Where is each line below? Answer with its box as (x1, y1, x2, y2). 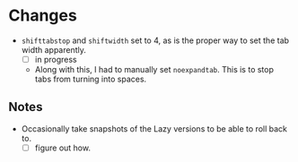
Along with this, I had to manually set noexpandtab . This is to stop (34, 64, 275, 74)
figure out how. (34, 142, 92, 153)
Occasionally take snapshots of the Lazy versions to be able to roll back (21, 123, 288, 134)
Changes (8, 5, 77, 26)
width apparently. (21, 44, 87, 55)
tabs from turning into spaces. (34, 73, 147, 84)
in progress (34, 54, 77, 64)
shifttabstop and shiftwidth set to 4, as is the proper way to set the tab (21, 35, 289, 46)
